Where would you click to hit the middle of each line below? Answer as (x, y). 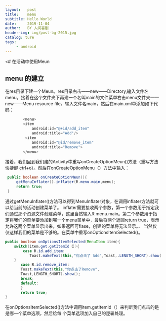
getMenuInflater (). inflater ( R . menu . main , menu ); (66, 182)
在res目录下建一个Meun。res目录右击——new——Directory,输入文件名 (77, 91)
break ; (27, 278)
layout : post (21, 10)
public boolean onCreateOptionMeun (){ (47, 177)
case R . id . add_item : (44, 251)
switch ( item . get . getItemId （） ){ (47, 246)
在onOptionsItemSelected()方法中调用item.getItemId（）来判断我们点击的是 (82, 307)
